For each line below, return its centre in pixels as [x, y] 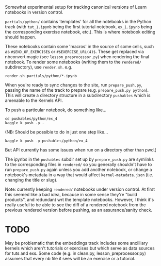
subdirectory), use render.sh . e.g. [39, 67]
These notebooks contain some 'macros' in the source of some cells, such [80, 46]
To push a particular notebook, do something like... [56, 110]
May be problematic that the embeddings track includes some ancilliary [76, 243]
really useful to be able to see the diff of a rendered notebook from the [76, 205]
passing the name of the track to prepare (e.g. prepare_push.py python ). [77, 90]
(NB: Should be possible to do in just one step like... [56, 132]
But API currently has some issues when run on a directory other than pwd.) [81, 150]
